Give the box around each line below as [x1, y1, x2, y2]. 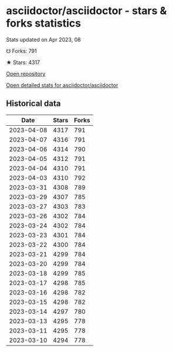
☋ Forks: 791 [6, 47, 37, 54]
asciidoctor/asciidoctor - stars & [6, 4, 167, 18]
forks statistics [6, 16, 81, 30]
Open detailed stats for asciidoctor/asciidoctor [6, 81, 118, 89]
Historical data [6, 99, 61, 109]
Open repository [6, 70, 46, 77]
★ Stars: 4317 [6, 59, 40, 66]
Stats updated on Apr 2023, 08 [6, 36, 81, 43]
